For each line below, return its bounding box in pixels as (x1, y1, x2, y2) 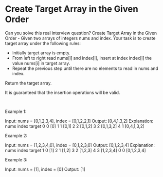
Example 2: (5, 133, 28, 138)
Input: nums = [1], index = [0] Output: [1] (5, 166, 86, 172)
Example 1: (5, 109, 27, 114)
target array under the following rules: (5, 40, 81, 46)
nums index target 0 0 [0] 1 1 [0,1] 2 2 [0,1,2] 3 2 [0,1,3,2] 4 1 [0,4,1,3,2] (5, 123, 145, 129)
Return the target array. (5, 80, 52, 86)
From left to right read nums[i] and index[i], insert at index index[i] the (12, 55, 152, 61)
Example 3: (5, 156, 28, 162)
